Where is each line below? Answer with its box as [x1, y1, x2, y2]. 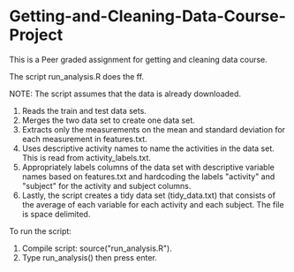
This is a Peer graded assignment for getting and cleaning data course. [9, 54, 268, 64]
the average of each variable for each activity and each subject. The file [21, 199, 284, 209]
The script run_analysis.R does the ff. [9, 71, 144, 81]
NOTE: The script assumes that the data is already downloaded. [9, 88, 241, 99]
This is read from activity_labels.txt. [21, 152, 152, 162]
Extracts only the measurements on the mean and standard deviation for [21, 124, 285, 134]
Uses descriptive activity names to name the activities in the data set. [21, 143, 275, 154]
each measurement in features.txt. [21, 133, 147, 144]
